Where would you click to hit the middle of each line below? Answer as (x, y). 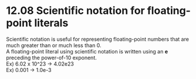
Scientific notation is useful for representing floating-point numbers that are (98, 39)
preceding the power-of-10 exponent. (51, 58)
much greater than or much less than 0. (54, 45)
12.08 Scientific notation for (75, 11)
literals (51, 23)
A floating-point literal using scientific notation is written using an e (87, 51)
